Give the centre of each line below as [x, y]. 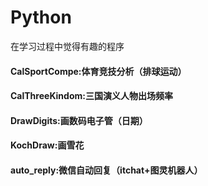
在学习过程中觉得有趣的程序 [67, 46]
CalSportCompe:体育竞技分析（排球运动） [98, 71]
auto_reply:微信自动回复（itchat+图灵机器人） [106, 170]
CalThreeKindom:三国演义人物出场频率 [91, 96]
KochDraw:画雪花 [47, 145]
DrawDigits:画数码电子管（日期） [79, 120]
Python [41, 17]
